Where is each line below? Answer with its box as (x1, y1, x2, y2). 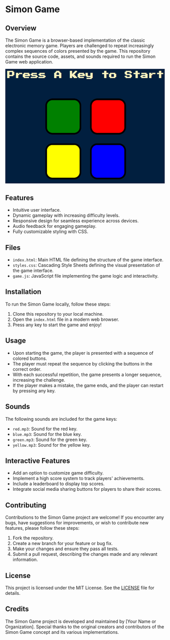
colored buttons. (12, 355, 47, 361)
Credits (5, 605, 29, 614)
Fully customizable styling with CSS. (12, 228, 89, 234)
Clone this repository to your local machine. (12, 311, 104, 317)
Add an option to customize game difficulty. (12, 470, 104, 476)
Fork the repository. (12, 535, 54, 541)
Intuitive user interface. (12, 207, 61, 213)
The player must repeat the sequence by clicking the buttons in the (12, 360, 153, 366)
